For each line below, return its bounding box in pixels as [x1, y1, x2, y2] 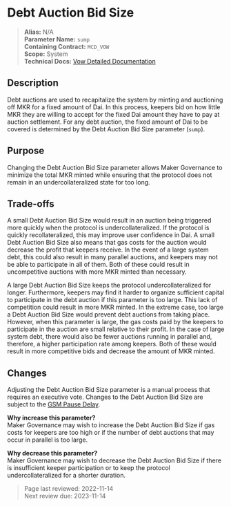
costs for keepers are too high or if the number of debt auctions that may [7, 429, 214, 437]
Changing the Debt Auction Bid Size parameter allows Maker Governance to [7, 163, 223, 171]
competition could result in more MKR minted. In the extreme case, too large [7, 303, 224, 312]
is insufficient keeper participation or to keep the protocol [7, 464, 170, 472]
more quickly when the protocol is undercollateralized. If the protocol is [7, 223, 210, 232]
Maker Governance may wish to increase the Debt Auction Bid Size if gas [7, 421, 215, 429]
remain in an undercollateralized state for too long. [7, 178, 150, 186]
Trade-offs [7, 198, 54, 209]
